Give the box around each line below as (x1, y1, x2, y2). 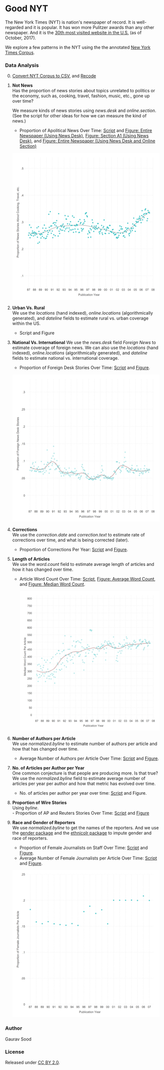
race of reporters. (12, 835, 48, 841)
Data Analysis (5, 62, 39, 69)
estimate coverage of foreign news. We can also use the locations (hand (12, 345, 159, 351)
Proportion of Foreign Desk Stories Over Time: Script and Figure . (19, 365, 150, 371)
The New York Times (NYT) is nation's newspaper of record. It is (5, 19, 136, 25)
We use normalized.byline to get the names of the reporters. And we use (12, 825, 159, 831)
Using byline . (12, 805, 39, 811)
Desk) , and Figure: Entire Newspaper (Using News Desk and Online (19, 138, 156, 144)
